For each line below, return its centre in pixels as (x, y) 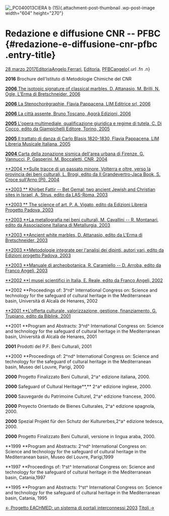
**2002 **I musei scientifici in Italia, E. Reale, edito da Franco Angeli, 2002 (84, 280)
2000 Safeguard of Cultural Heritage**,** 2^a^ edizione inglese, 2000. (79, 386)
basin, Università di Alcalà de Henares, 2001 (51, 337)
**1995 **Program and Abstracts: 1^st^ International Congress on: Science (84, 487)
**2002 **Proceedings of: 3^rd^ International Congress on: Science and (81, 290)
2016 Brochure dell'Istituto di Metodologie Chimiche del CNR (69, 79)
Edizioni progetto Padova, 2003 (38, 255)
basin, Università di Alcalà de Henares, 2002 (51, 301)
